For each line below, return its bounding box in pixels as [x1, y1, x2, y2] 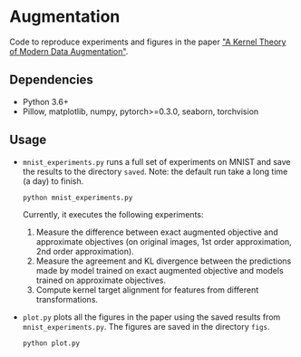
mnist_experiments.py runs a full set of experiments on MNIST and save [22, 156, 292, 167]
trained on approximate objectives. [35, 275, 166, 285]
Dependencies [9, 72, 93, 88]
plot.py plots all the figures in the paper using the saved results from [22, 311, 281, 323]
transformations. [35, 294, 98, 304]
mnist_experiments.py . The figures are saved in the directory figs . [22, 321, 270, 332]
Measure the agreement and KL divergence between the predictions [35, 256, 292, 266]
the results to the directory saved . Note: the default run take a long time [22, 166, 288, 177]
